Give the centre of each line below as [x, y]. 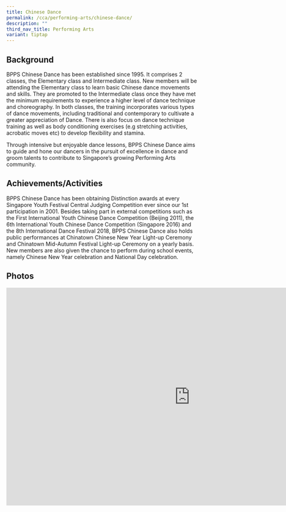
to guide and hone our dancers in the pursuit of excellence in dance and [97, 151]
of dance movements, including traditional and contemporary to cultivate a [100, 113]
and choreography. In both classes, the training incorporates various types [100, 107]
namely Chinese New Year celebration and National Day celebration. [92, 257]
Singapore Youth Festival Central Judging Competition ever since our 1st [97, 205]
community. [21, 164]
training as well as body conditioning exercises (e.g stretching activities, [97, 126]
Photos [20, 276]
